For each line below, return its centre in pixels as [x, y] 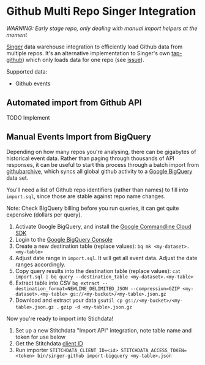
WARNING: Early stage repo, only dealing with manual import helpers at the [102, 28]
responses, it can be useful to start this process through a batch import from [103, 164]
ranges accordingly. [40, 264]
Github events [33, 83]
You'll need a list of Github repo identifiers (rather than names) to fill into [97, 190]
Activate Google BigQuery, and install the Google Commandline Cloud [103, 226]
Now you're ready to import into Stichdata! [60, 318]
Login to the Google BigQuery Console [64, 239]
